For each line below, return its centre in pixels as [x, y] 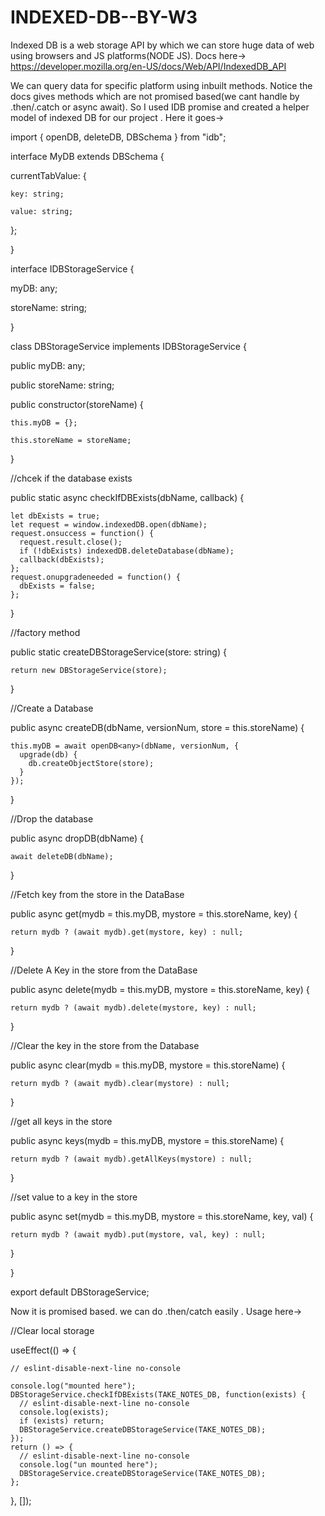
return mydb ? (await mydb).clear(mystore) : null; [120, 1083]
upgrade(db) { [48, 754]
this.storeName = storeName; [71, 440]
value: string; [42, 211]
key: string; [37, 194]
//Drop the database [52, 818]
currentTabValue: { [48, 175]
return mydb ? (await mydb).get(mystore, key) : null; [127, 932]
